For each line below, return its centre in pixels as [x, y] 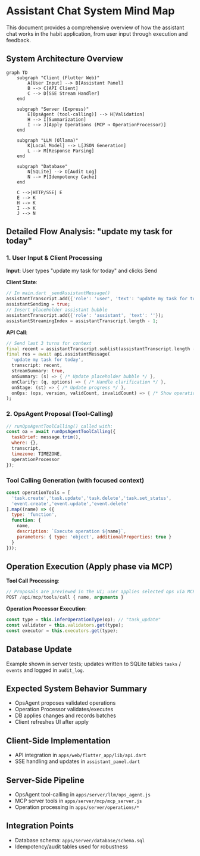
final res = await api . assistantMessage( [58, 354]
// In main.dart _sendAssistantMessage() [58, 293]
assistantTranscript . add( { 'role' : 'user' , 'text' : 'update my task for [97, 299]
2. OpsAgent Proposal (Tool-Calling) [60, 414]
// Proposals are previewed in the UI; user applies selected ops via [96, 592]
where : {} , [25, 443]
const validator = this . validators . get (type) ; [65, 625]
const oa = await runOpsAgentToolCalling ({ [61, 432]
